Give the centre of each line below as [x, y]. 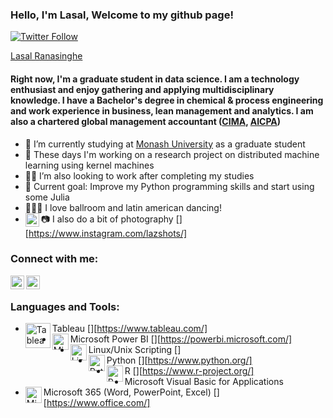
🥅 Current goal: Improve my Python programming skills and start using [169, 186]
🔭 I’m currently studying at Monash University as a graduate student [165, 144]
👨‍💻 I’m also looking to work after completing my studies [139, 175]
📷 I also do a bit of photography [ [110, 219]
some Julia [47, 197]
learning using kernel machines [89, 165]
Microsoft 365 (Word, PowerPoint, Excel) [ [130, 392]
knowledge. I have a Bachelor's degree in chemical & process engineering [167, 100]
